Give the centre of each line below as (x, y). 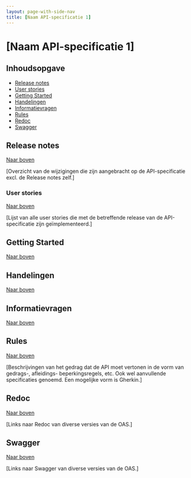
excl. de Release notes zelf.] (41, 178)
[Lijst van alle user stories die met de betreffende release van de (85, 217)
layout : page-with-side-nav (41, 12)
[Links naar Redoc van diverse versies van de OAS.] (69, 424)
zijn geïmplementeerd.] (64, 224)
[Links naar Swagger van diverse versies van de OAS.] (72, 468)
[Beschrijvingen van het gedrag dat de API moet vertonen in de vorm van (95, 367)
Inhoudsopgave (35, 69)
